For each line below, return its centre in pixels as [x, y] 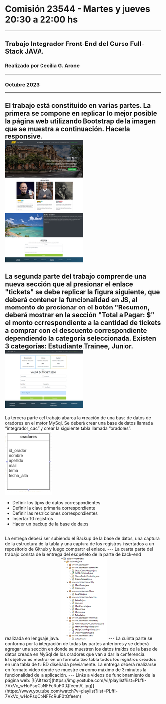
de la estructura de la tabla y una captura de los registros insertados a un [80, 544]
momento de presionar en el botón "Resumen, [77, 308]
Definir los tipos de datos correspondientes [56, 503]
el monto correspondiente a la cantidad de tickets [83, 323]
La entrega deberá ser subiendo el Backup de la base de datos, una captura [82, 539]
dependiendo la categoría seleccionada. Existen [81, 338]
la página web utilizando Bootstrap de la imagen [80, 121]
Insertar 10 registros [33, 519]
